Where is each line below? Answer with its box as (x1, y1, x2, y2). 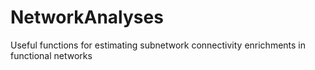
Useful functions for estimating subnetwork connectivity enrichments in (10, 39, 307, 51)
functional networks (10, 49, 93, 61)
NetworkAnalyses (10, 6, 164, 29)
